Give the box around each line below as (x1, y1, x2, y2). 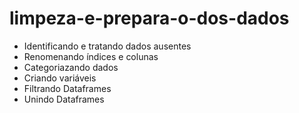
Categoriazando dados (23, 61, 119, 73)
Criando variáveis (23, 72, 97, 84)
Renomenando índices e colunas (23, 50, 159, 62)
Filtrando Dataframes (23, 82, 112, 94)
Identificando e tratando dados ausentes (23, 40, 192, 52)
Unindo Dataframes (23, 93, 105, 105)
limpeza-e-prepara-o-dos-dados (9, 7, 290, 30)
